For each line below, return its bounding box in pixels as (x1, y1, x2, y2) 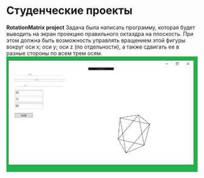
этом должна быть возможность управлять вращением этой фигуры (6, 36, 186, 44)
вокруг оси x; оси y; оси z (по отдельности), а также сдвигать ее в (6, 43, 180, 50)
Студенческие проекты (6, 4, 133, 18)
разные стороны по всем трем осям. (6, 49, 103, 56)
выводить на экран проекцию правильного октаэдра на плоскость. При (6, 30, 194, 37)
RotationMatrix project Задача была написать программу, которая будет (6, 24, 195, 31)
